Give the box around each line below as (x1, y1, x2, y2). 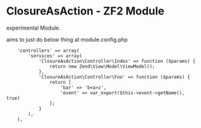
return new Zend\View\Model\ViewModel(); (49, 63, 155, 69)
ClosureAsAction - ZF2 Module (6, 4, 165, 18)
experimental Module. (6, 24, 61, 31)
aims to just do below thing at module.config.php (6, 36, 128, 43)
